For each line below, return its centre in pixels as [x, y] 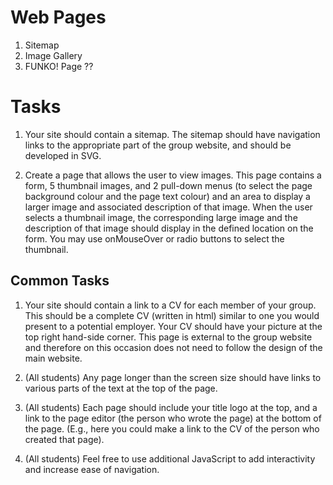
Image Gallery [53, 55]
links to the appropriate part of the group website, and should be [158, 145]
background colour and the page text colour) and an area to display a [167, 196]
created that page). [64, 439]
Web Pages [58, 17]
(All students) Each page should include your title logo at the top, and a [171, 407]
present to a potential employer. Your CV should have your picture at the [173, 326]
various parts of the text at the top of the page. [121, 388]
